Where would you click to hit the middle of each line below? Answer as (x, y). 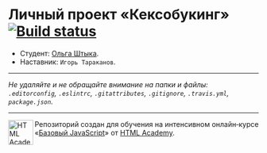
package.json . (31, 101)
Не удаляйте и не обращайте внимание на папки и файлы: (108, 84)
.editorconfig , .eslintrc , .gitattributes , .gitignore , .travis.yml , (118, 93)
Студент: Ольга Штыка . (59, 53)
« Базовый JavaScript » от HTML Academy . (104, 132)
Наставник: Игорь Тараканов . (68, 62)
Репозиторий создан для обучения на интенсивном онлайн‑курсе (147, 124)
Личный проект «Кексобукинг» (119, 15)
